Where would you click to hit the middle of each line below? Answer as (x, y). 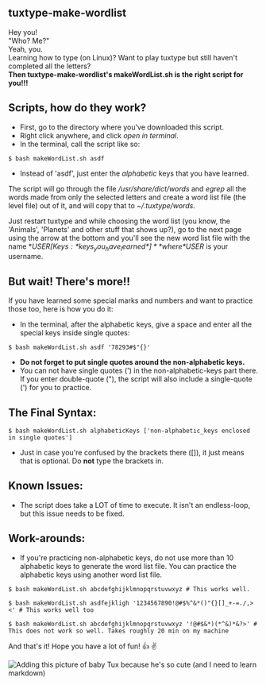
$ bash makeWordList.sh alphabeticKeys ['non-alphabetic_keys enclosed (129, 431)
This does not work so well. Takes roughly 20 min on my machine (118, 631)
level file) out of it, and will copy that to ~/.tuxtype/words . (102, 205)
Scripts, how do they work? (77, 108)
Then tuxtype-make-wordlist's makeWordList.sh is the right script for (126, 74)
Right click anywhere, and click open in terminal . (99, 135)
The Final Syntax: (52, 412)
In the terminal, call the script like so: (80, 144)
